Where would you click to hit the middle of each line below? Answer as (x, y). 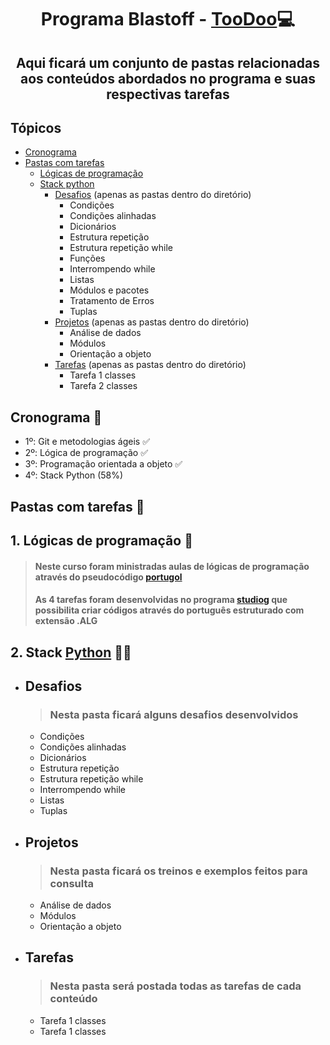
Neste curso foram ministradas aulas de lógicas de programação (172, 566)
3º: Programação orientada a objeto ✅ (103, 464)
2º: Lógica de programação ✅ (86, 453)
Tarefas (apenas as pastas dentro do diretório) (150, 365)
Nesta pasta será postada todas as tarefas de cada (175, 986)
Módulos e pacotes (109, 290)
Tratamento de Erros (112, 301)
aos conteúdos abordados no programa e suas (168, 78)
